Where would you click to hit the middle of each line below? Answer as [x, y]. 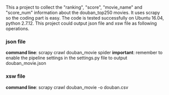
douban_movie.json [26, 63]
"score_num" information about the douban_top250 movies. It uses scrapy [83, 13]
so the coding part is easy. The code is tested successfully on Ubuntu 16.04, [85, 18]
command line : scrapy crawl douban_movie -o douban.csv [67, 87]
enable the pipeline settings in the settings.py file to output [67, 58]
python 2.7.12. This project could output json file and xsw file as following [81, 23]
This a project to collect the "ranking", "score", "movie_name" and [74, 7]
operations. [18, 29]
